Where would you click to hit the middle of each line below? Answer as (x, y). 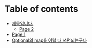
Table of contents (42, 9)
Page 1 (19, 34)
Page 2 (26, 29)
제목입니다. (23, 23)
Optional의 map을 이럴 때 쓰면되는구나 (49, 40)
